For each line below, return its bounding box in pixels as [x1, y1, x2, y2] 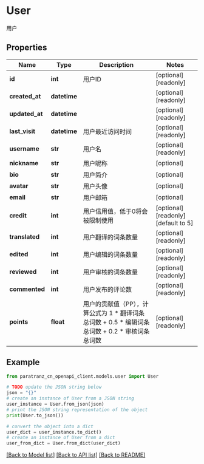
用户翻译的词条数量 [83, 233, 138, 241]
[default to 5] [155, 219, 194, 227]
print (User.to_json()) [6, 412, 64, 418]
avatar [9, 182, 29, 190]
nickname [9, 159, 39, 167]
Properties [6, 43, 47, 53]
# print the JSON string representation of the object [6, 406, 148, 413]
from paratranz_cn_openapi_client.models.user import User [6, 373, 159, 380]
